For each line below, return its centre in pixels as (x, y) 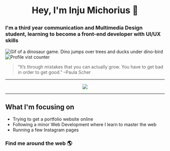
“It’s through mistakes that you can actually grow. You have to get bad (90, 67)
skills (12, 41)
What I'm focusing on (40, 107)
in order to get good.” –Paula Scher (54, 72)
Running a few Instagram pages (46, 130)
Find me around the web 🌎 (39, 143)
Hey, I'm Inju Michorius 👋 (85, 10)
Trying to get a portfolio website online (53, 119)
